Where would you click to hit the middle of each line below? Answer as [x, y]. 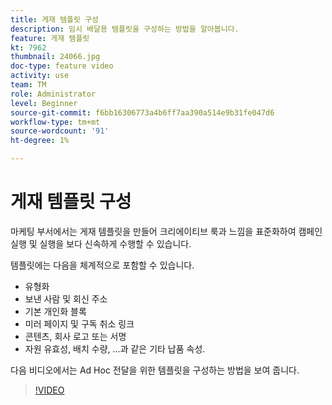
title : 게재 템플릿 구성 [55, 19]
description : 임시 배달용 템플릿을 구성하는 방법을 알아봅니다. [125, 29]
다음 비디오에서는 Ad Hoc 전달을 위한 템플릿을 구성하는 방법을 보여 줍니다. [155, 370]
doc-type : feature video [62, 66]
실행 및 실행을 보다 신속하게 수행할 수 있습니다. [101, 243]
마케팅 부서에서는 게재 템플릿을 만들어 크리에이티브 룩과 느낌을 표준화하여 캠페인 [166, 231]
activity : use [40, 76]
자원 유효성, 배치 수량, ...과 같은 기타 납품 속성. [115, 348]
